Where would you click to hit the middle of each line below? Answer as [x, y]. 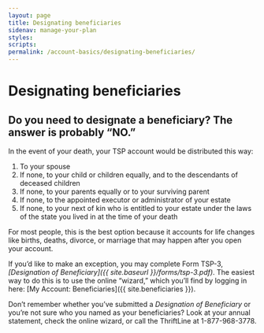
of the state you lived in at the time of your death [99, 216]
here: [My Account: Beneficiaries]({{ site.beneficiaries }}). [102, 289]
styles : [21, 37]
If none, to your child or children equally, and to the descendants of [129, 175]
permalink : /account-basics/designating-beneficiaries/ [102, 52]
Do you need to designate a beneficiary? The [121, 120]
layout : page [30, 15]
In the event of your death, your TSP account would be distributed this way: [131, 151]
